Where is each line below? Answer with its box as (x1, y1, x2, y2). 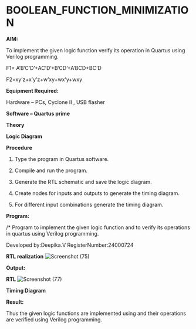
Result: (6, 298, 24, 305)
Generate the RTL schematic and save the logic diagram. (14, 178, 153, 185)
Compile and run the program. (14, 167, 88, 174)
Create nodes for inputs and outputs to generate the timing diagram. (14, 189, 180, 197)
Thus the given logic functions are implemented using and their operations (6, 310, 187, 317)
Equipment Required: (6, 87, 59, 94)
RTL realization (6, 253, 44, 260)
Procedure (6, 144, 32, 151)
